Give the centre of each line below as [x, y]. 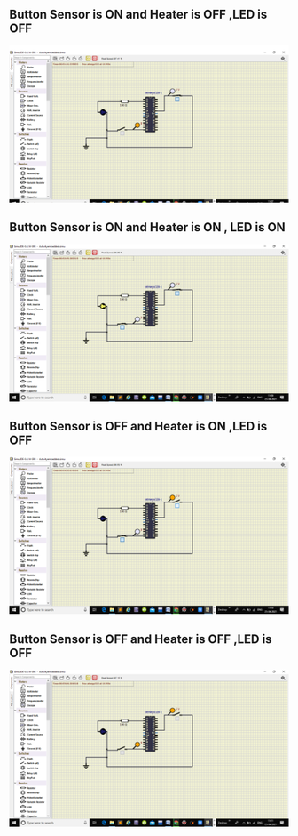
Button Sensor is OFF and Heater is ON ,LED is [138, 426]
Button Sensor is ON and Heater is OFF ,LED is [138, 15]
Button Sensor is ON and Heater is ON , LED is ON [147, 227]
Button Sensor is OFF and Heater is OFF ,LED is [141, 639]
